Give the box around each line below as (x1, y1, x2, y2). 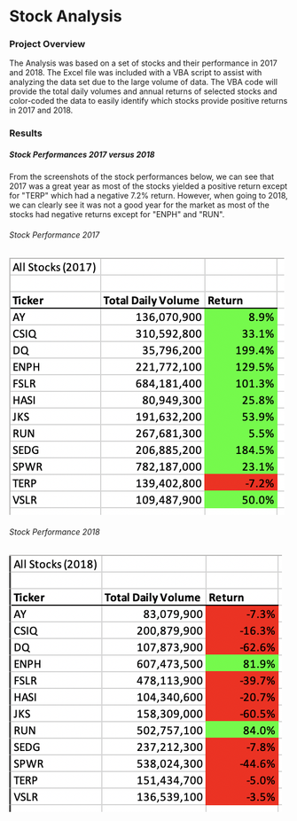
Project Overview (9, 38, 86, 51)
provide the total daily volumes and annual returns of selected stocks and (9, 86, 277, 97)
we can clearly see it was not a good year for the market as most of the (9, 199, 270, 210)
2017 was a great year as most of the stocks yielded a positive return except (9, 181, 288, 192)
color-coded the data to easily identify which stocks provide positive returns (9, 96, 288, 106)
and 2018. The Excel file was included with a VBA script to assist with (9, 67, 262, 78)
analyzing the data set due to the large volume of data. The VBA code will (9, 77, 277, 88)
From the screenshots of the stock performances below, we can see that (9, 171, 275, 183)
